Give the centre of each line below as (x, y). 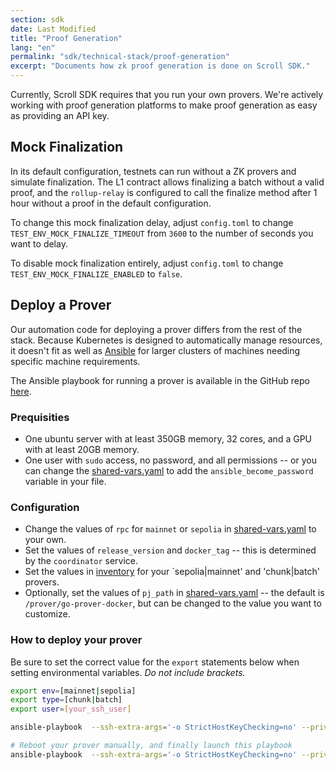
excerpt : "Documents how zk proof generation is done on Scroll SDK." (160, 66)
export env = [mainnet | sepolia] (73, 691)
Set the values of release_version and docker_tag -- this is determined (170, 550)
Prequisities (40, 417)
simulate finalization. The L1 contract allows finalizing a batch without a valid (167, 182)
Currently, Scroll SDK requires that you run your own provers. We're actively (167, 94)
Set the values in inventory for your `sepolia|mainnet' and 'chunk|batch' (172, 572)
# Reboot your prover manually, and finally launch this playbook (151, 746)
